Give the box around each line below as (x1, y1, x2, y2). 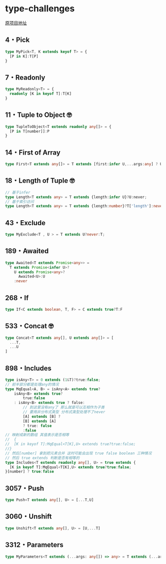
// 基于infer (5, 190, 31, 195)
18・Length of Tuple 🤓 (5, 176, 75, 185)
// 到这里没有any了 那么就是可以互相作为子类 (23, 405, 105, 410)
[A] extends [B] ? (23, 414, 61, 419)
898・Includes (5, 364, 52, 372)
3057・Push (5, 484, 44, 492)
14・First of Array (5, 148, 61, 157)
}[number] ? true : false (5, 469, 54, 474)
